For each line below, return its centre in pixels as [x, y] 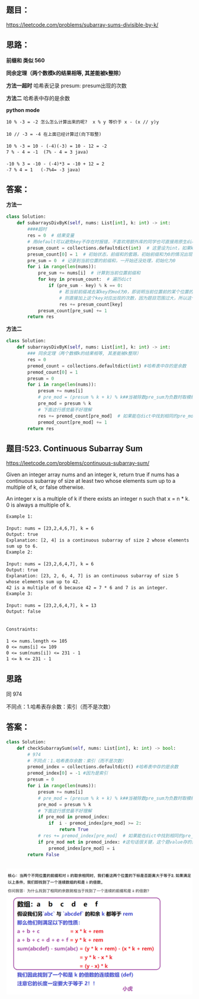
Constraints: [22, 629]
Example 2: [20, 552]
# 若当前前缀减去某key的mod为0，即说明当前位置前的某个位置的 [126, 292]
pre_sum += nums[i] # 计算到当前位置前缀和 [89, 273]
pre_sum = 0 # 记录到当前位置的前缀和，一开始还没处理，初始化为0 [102, 260]
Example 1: [20, 517]
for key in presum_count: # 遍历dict [85, 279]
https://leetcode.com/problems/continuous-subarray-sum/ [78, 463]
